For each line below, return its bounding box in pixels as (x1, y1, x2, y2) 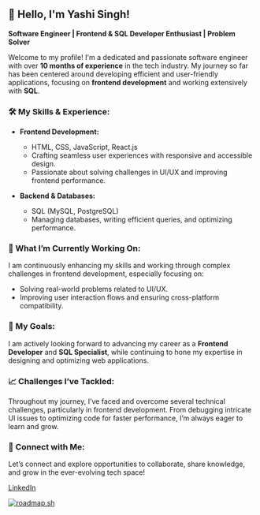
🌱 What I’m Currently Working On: (8, 243, 141, 254)
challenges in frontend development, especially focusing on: (8, 269, 205, 278)
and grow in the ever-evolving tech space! (8, 468, 146, 477)
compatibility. (19, 301, 64, 311)
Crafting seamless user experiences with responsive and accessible (31, 151, 253, 160)
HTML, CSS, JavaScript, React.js (31, 143, 138, 152)
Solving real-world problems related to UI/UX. (19, 285, 168, 294)
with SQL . (8, 86, 40, 95)
